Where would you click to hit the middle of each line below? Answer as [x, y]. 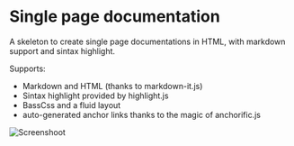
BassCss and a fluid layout [71, 105]
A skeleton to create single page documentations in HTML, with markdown [147, 41]
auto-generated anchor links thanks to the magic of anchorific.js [141, 114]
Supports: [28, 68]
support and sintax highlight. [62, 50]
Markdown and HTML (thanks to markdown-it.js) [112, 86]
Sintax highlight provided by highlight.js [95, 96]
